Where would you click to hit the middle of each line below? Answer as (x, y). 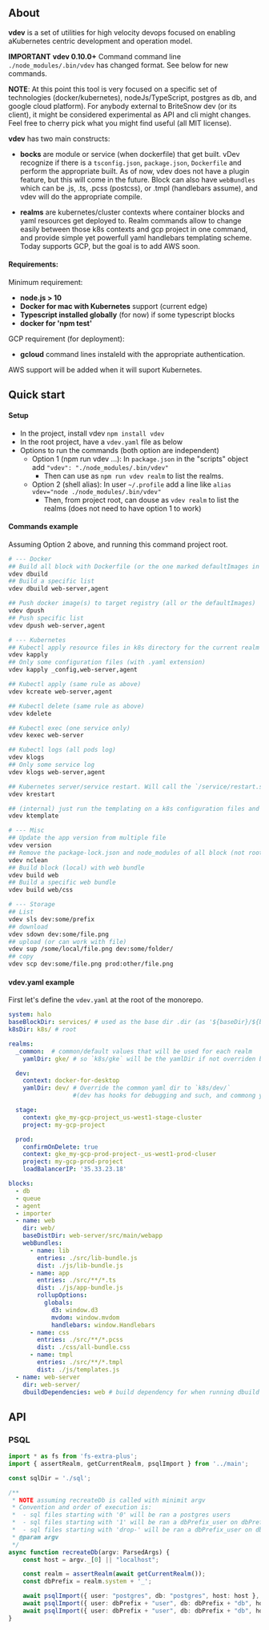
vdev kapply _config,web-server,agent (73, 670)
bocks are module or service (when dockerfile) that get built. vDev (130, 154)
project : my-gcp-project (64, 1125)
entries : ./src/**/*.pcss (80, 1340)
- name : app (49, 1273)
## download (28, 927)
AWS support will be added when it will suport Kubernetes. (105, 370)
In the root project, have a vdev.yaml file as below (101, 442)
